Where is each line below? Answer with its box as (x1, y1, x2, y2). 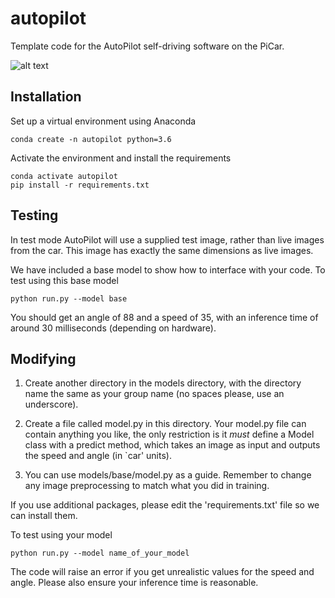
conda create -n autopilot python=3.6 (10, 134, 172, 144)
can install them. (10, 510, 78, 522)
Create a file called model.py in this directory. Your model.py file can (24, 418, 307, 430)
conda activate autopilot (10, 171, 118, 181)
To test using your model (10, 529, 113, 541)
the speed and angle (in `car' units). (24, 450, 172, 462)
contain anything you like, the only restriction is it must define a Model (24, 428, 315, 441)
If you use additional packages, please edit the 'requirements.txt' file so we (10, 499, 320, 511)
